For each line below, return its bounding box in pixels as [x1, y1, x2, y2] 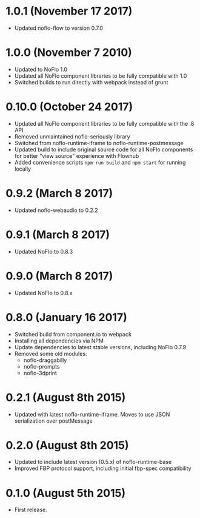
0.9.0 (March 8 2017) [5, 269, 113, 283]
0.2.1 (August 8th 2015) [5, 390, 126, 404]
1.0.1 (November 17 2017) [5, 4, 133, 18]
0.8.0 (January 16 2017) [5, 310, 128, 324]
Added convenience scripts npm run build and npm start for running [14, 158, 186, 166]
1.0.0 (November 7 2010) [5, 46, 133, 60]
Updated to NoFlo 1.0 [14, 66, 68, 73]
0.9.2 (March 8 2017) [5, 186, 113, 200]
